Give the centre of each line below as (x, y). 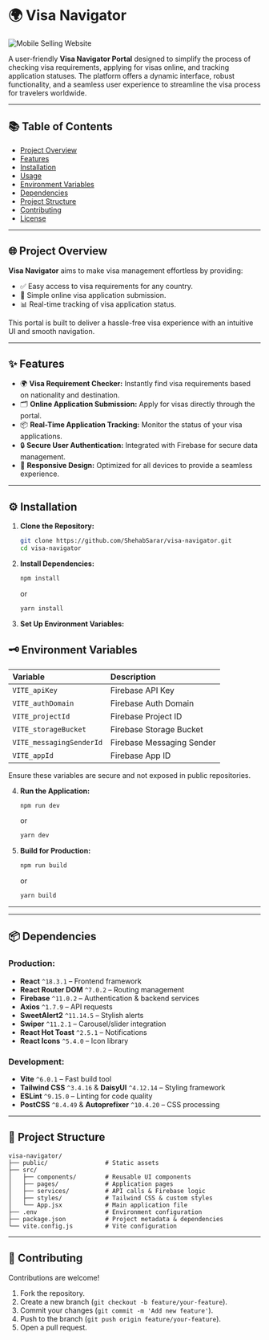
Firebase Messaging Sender (163, 742)
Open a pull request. (54, 1327)
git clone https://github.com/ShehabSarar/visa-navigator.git (126, 541)
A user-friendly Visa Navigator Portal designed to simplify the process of (129, 59)
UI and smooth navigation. (52, 331)
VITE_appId (33, 755)
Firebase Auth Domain (153, 703)
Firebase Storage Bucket (157, 729)
